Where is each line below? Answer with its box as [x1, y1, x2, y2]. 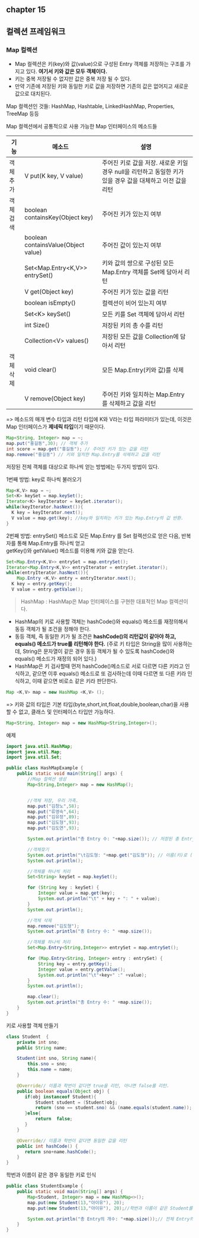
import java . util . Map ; [6, 749, 62, 755]
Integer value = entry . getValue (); [37, 967, 126, 972]
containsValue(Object [24, 241, 85, 249]
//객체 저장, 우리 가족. [27, 797, 79, 804]
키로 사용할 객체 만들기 [6, 1022, 59, 1029]
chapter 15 [6, 5, 46, 15]
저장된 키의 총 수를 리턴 [102, 321, 163, 330]
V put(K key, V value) [24, 172, 84, 180]
